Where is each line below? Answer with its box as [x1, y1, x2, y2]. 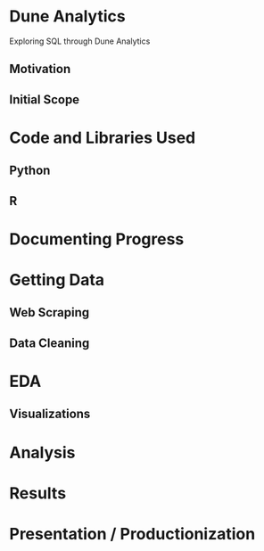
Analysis [9, 442, 76, 463]
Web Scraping [9, 305, 90, 320]
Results [9, 483, 67, 503]
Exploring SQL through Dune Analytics [9, 36, 151, 46]
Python [9, 163, 51, 178]
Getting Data [9, 270, 105, 291]
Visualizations [9, 407, 91, 422]
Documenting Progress [9, 229, 185, 249]
